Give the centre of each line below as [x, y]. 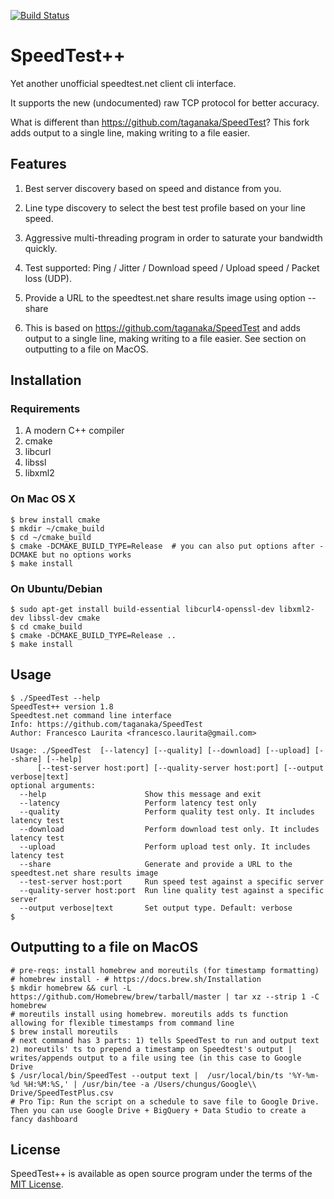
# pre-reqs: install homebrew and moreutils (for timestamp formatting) [165, 970]
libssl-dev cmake [64, 618]
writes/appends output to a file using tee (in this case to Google [156, 1058]
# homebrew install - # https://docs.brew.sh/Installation [136, 979]
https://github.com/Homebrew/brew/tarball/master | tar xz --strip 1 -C [165, 996]
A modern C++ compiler [74, 431]
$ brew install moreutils [64, 1031]
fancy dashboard [44, 1119]
